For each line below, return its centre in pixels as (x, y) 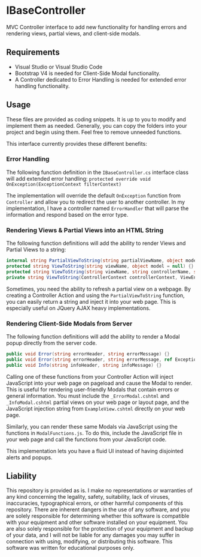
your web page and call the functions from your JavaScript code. (86, 439)
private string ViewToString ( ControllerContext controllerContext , (92, 277)
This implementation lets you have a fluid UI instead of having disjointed (95, 451)
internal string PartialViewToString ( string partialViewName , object (95, 261)
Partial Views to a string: (36, 250)
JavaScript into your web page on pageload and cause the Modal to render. (99, 383)
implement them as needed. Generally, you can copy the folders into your (97, 125)
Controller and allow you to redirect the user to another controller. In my (96, 202)
